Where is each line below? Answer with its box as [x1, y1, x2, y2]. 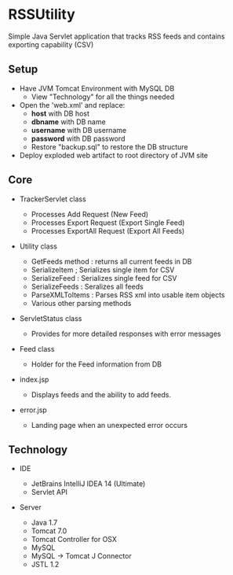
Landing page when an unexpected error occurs [31, 420, 188, 429]
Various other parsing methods [31, 298, 132, 308]
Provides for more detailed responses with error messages [31, 329, 221, 338]
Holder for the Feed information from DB [31, 359, 162, 369]
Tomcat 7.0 [31, 526, 67, 536]
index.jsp [19, 374, 49, 384]
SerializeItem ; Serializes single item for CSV [31, 265, 175, 275]
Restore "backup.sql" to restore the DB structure [31, 142, 188, 151]
